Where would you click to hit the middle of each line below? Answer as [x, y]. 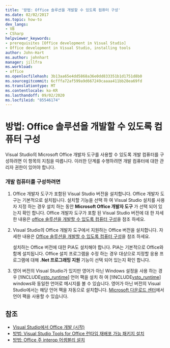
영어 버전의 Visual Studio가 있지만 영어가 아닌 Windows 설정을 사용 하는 [85, 271]
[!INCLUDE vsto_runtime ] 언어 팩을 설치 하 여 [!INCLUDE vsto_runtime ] [90, 277]
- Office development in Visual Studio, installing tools [68, 48]
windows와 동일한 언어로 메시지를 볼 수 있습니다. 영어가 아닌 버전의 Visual [87, 284]
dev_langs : [17, 24]
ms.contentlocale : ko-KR [32, 90]
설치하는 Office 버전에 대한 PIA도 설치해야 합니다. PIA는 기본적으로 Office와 [88, 247]
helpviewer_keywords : [28, 39]
